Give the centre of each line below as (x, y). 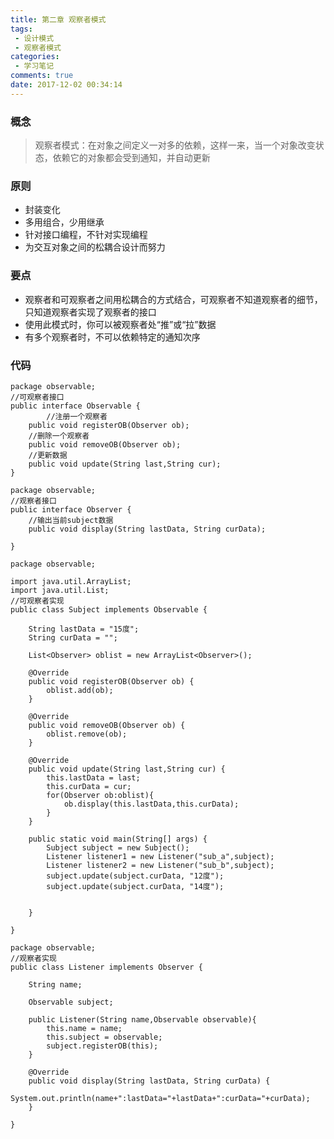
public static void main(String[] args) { (118, 839)
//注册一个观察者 (77, 416)
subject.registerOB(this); (102, 1046)
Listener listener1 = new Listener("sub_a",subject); (160, 856)
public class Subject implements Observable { (109, 609)
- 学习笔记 (34, 66)
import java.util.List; (60, 590)
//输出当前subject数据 (71, 520)
